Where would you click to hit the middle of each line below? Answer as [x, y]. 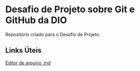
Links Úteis [24, 50]
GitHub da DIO [36, 20]
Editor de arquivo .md [28, 63]
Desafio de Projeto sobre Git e [70, 9]
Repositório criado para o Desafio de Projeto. [53, 34]
